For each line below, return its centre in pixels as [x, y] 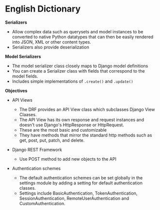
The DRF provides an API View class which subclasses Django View [87, 109]
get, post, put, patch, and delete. [52, 140]
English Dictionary [43, 9]
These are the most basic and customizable [63, 130]
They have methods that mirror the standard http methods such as [86, 135]
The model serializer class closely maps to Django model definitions [80, 66]
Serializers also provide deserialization [51, 47]
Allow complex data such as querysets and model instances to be [78, 31]
